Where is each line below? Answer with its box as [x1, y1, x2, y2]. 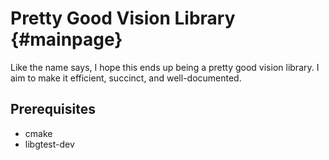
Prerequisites [10, 101, 96, 118]
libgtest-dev [24, 138, 75, 150]
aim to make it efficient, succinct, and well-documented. [10, 72, 242, 84]
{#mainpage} [10, 28, 123, 51]
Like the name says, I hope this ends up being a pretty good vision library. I [10, 61, 320, 73]
